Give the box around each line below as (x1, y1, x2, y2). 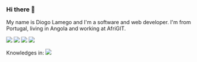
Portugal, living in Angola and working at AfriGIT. (6, 25, 127, 32)
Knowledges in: (6, 50, 45, 57)
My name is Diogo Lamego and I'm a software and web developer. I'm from (6, 19, 191, 26)
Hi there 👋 (6, 5, 36, 14)
